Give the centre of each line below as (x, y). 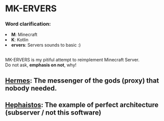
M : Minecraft (24, 34)
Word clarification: (28, 24)
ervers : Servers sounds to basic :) (46, 45)
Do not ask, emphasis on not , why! (41, 65)
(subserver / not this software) (53, 113)
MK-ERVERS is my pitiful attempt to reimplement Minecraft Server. (72, 60)
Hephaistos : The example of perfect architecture (82, 105)
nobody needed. (31, 88)
